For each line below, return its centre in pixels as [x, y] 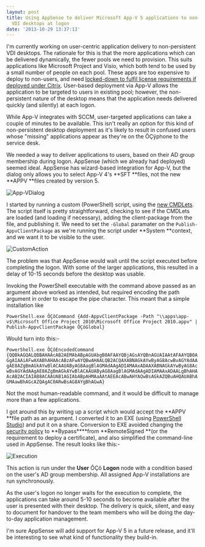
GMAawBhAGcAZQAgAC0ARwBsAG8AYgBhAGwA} [56, 382]
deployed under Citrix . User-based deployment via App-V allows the [92, 86]
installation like [25, 305]
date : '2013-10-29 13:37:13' [43, 29]
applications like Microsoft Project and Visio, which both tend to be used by [101, 66]
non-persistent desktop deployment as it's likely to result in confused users [101, 130]
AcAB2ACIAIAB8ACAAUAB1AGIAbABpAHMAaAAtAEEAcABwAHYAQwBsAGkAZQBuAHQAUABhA [102, 377]
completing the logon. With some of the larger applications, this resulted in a [102, 268]
